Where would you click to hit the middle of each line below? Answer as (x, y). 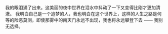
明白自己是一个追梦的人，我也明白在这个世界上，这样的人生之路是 (88, 14)
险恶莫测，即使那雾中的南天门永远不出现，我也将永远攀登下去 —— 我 (86, 20)
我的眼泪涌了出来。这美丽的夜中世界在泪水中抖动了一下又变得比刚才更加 (80, 7)
